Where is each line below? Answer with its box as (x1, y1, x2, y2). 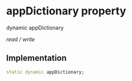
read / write (6, 35, 35, 43)
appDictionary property (6, 4, 127, 18)
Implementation (6, 53, 67, 64)
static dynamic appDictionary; (6, 69, 85, 75)
